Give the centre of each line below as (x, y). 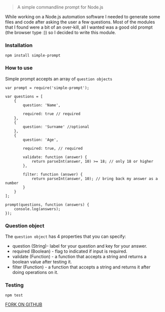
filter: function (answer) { (53, 174)
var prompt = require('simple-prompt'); (47, 88)
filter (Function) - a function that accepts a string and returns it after (81, 267)
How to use (19, 68)
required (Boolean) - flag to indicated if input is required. (70, 251)
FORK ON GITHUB (24, 305)
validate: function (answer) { (55, 157)
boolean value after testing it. (42, 262)
